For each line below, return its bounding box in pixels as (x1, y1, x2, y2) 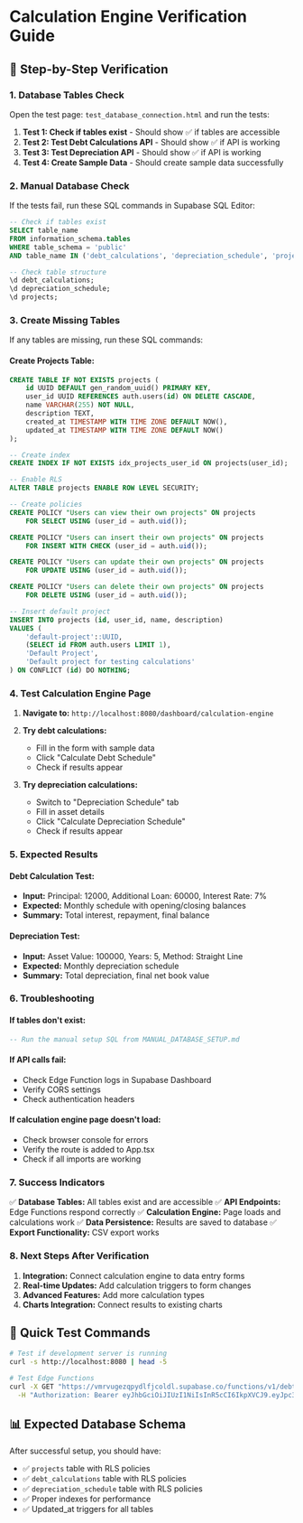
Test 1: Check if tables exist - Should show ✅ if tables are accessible (22, 126, 280, 137)
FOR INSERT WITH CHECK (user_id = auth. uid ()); (25, 541, 207, 550)
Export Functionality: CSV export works (9, 1227, 160, 1238)
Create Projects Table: (9, 355, 95, 366)
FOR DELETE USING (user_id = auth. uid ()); (25, 591, 188, 600)
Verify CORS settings (22, 1084, 101, 1095)
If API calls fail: (9, 1054, 67, 1065)
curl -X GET (9, 1382, 54, 1391)
